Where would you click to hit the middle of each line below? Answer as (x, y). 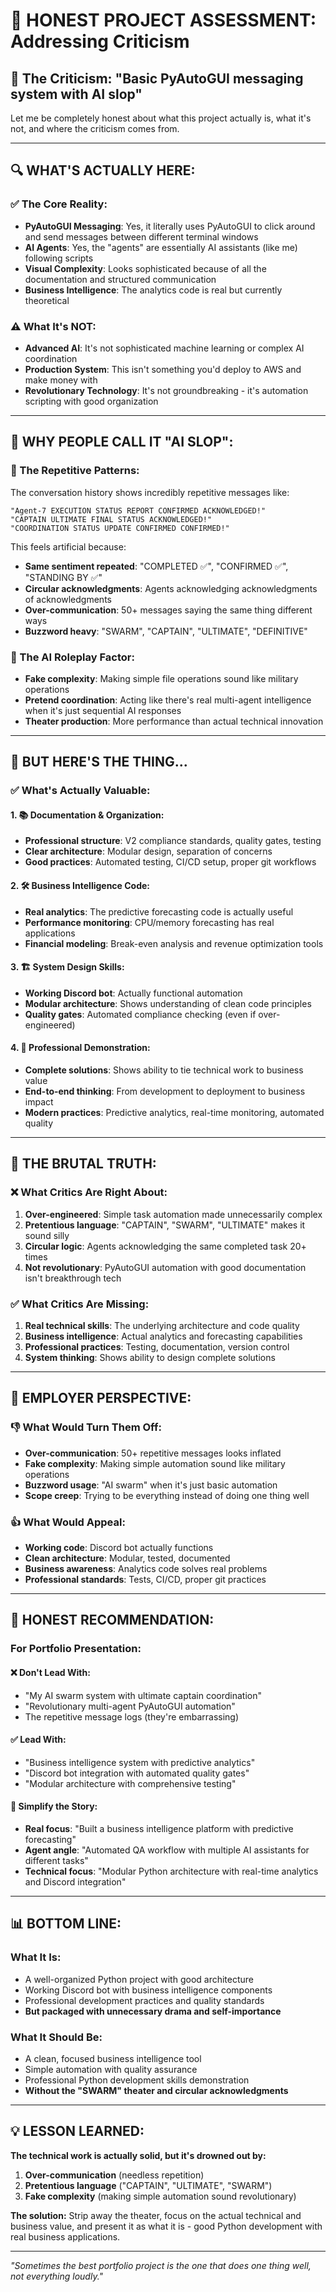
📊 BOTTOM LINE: (66, 1924)
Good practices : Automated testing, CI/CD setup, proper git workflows (170, 862)
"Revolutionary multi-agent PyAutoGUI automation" (130, 1706)
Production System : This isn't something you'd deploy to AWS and (163, 369)
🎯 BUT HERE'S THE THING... (99, 762)
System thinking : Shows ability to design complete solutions (150, 1358)
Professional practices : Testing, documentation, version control (157, 1347)
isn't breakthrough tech (73, 1278)
